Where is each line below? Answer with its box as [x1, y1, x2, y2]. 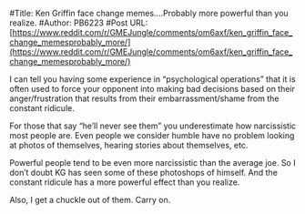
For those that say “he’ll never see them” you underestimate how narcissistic [9, 120, 297, 131]
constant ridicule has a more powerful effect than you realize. [9, 177, 240, 188]
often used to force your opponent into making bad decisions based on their [9, 84, 296, 94]
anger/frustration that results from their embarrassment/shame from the [9, 93, 280, 104]
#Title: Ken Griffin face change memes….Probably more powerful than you [9, 8, 289, 18]
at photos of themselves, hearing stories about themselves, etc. [9, 140, 249, 150]
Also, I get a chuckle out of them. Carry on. [9, 195, 171, 205]
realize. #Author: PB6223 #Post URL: [9, 17, 148, 28]
